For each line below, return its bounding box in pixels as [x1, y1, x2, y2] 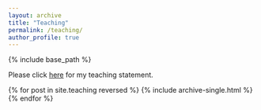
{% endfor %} [8, 93, 54, 103]
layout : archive [8, 11, 62, 20]
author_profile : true [8, 33, 80, 42]
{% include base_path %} [8, 55, 92, 64]
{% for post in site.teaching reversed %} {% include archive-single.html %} [8, 86, 253, 95]
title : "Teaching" [8, 19, 69, 27]
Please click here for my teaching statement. [8, 70, 154, 79]
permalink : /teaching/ [8, 26, 83, 34]
